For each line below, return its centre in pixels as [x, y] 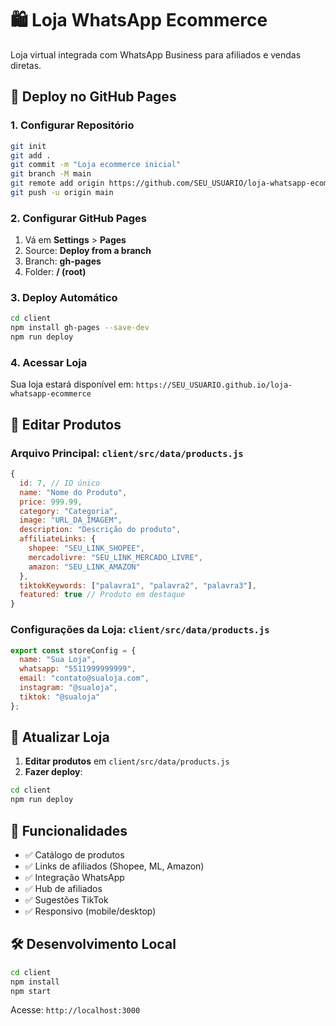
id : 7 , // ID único [60, 483]
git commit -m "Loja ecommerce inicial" [96, 165]
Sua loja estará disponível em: [72, 384]
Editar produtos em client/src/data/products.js [127, 761]
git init [28, 146]
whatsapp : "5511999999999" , [78, 669]
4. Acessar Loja [49, 363]
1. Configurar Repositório [72, 125]
